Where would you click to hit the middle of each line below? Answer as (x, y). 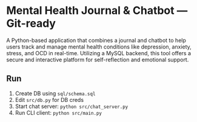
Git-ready (31, 23)
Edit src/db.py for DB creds (49, 100)
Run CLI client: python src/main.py (58, 112)
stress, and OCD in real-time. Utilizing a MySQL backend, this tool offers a (99, 53)
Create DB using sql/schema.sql (55, 93)
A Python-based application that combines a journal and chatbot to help (96, 40)
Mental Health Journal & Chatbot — (97, 11)
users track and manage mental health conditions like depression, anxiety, (99, 47)
